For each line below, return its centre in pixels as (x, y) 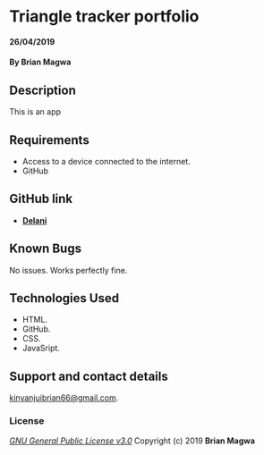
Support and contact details (89, 376)
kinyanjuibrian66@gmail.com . (64, 398)
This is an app (35, 112)
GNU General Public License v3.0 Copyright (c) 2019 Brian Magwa (132, 441)
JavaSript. (41, 348)
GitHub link (41, 199)
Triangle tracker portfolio (104, 17)
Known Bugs (46, 249)
